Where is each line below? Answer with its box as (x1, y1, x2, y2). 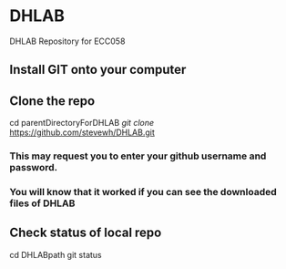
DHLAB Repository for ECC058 (9, 36, 126, 47)
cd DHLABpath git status (9, 249, 102, 260)
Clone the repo (9, 93, 96, 109)
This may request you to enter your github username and (9, 150, 267, 162)
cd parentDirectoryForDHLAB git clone (9, 118, 155, 129)
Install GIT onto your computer (9, 62, 187, 78)
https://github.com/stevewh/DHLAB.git (9, 127, 155, 138)
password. (9, 161, 58, 174)
